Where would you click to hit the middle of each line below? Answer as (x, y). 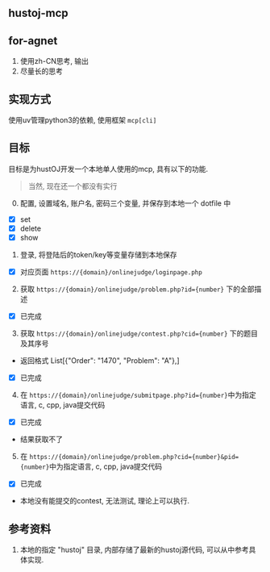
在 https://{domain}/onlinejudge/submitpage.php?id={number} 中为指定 (138, 395)
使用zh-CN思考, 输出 (54, 61)
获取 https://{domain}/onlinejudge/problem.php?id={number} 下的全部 (137, 289)
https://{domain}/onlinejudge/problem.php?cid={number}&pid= (134, 457)
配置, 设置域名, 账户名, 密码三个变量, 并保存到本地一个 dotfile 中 (125, 203)
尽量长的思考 (41, 71)
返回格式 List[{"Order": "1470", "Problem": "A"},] (100, 361)
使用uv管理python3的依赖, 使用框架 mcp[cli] (83, 120)
